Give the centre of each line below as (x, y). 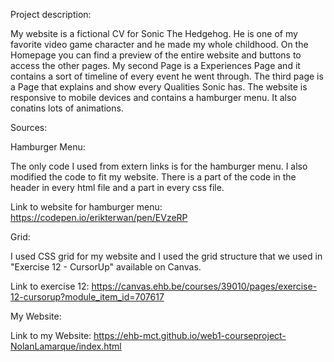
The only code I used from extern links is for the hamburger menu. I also (159, 166)
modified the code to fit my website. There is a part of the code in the (153, 177)
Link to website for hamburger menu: (86, 207)
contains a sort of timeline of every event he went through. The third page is (167, 76)
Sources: (29, 127)
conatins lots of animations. (67, 108)
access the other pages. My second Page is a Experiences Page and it (155, 65)
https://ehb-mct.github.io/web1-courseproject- (190, 335)
